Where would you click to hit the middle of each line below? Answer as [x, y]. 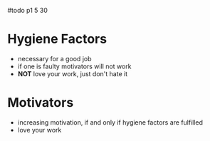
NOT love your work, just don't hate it [73, 73]
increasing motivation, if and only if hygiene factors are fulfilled [110, 122]
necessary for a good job [54, 58]
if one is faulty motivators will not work [74, 66]
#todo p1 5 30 [28, 10]
